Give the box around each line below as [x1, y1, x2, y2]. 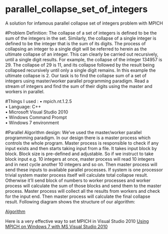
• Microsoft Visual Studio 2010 [5, 109, 69, 115]
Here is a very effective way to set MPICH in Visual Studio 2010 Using [5, 218, 149, 224]
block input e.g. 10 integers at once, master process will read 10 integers [5, 156, 155, 162]
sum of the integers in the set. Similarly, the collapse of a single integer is [5, 35, 156, 41]
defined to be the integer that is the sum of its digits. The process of [5, 40, 146, 46]
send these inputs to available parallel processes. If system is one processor [5, 167, 163, 173]
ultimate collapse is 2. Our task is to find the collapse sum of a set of [5, 72, 147, 78]
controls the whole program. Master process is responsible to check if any [5, 140, 159, 146]
